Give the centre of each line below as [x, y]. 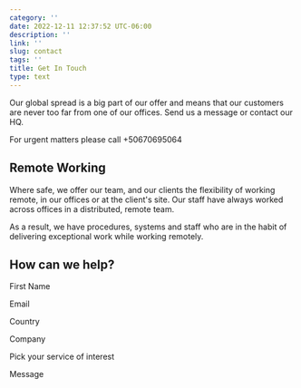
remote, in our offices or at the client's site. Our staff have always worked [146, 199]
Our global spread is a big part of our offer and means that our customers [146, 102]
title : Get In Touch [49, 69]
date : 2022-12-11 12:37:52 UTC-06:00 [81, 26]
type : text [30, 77]
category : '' [34, 18]
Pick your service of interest [62, 357]
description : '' [40, 34]
